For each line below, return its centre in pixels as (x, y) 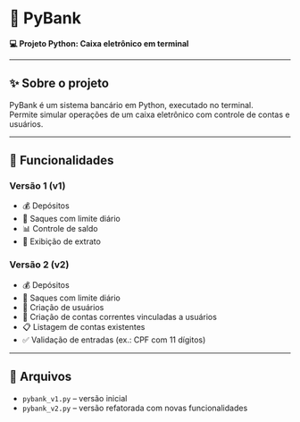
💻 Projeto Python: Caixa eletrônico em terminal (99, 43)
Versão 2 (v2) (39, 265)
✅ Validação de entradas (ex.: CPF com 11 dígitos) (114, 340)
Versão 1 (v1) (37, 186)
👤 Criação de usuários (63, 307)
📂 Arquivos (41, 377)
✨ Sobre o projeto (59, 84)
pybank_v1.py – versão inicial (75, 398)
